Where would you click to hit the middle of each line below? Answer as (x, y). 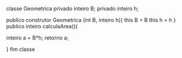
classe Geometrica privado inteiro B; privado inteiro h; (73, 9)
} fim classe (21, 49)
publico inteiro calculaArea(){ (42, 26)
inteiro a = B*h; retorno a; (37, 38)
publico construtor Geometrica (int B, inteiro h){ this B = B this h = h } (91, 20)
